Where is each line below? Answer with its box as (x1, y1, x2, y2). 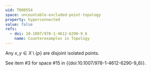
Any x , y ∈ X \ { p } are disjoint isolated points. (5, 50, 100, 56)
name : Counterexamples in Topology (14, 36, 90, 41)
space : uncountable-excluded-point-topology (5, 12, 101, 17)
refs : (5, 27, 17, 32)
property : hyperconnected (5, 17, 60, 22)
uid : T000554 (5, 7, 33, 13)
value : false (5, 21, 33, 27)
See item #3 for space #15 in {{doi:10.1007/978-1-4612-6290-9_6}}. (5, 60, 146, 66)
